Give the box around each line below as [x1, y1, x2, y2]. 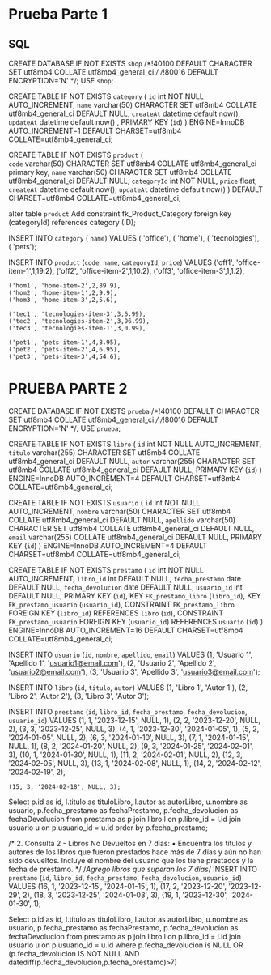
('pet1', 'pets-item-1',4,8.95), [8, 338, 121, 347]
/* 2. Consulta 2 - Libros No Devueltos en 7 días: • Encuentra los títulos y [8, 838, 252, 848]
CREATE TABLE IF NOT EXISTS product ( [8, 151, 143, 160]
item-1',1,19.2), [8, 266, 55, 275]
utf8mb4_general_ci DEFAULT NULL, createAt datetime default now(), [8, 109, 241, 118]
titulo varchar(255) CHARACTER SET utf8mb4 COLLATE [8, 447, 201, 458]
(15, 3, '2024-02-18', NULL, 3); [8, 782, 121, 790]
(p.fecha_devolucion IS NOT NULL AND [8, 948, 140, 958]
